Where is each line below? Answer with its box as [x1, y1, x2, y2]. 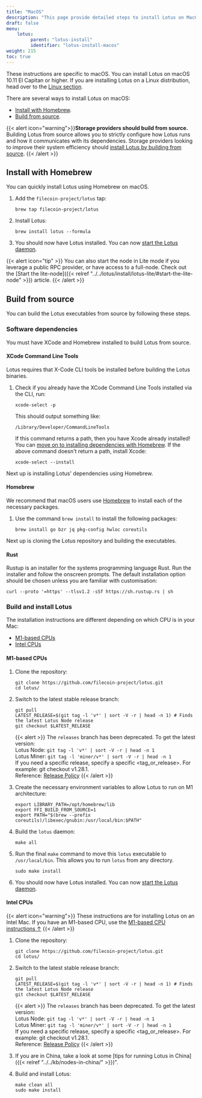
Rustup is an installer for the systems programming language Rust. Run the [6, 564, 191, 572]
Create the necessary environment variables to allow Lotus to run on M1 [14, 783, 194, 790]
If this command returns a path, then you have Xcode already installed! [14, 435, 191, 442]
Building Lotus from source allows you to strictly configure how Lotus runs [6, 131, 191, 138]
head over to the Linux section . [6, 82, 83, 90]
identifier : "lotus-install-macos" [30, 43, 120, 49]
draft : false [6, 20, 39, 26]
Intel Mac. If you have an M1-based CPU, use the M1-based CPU [6, 919, 166, 926]
